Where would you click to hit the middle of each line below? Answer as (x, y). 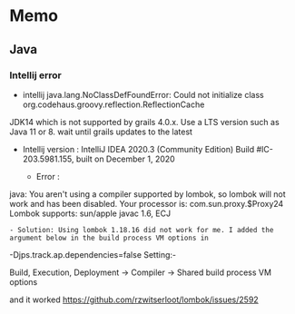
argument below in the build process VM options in (109, 238)
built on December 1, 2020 (125, 159)
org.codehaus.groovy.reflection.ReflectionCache (113, 104)
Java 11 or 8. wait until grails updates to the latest (101, 132)
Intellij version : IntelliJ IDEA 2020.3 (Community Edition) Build (138, 149)
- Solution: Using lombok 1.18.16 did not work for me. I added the (142, 230)
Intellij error (35, 75)
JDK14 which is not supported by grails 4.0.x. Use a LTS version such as (144, 122)
